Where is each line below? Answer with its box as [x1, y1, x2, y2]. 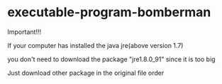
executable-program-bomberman [7, 4, 211, 20]
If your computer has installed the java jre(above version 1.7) [7, 41, 184, 49]
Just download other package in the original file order [7, 68, 165, 77]
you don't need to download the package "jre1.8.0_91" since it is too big [7, 54, 216, 64]
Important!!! [7, 28, 41, 36]
